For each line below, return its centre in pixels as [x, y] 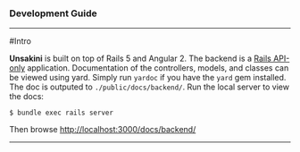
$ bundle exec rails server [62, 113]
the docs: [27, 97]
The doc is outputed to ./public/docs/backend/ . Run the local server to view [150, 87]
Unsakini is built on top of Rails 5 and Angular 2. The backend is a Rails [141, 59]
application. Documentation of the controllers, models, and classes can [158, 68]
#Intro [20, 41]
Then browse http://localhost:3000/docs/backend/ [103, 130]
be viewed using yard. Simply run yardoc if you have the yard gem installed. [148, 78]
